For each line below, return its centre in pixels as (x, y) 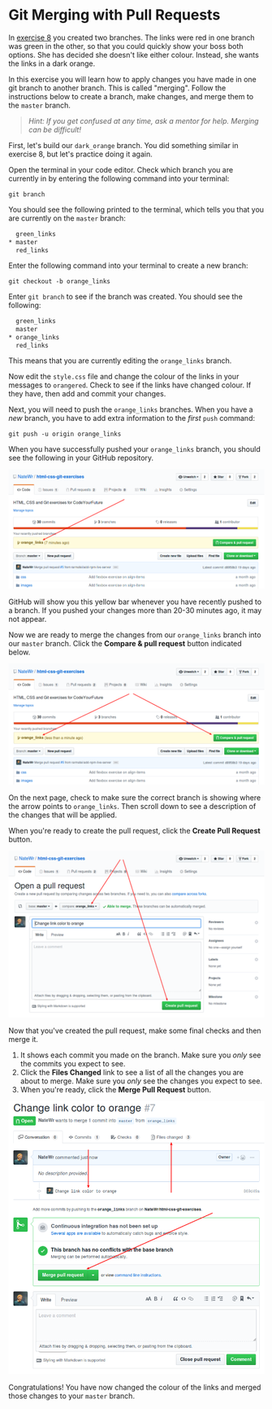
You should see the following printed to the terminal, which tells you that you (136, 209)
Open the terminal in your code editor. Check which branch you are (121, 169)
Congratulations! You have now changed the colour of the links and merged (135, 1387)
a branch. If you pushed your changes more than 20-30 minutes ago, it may (135, 610)
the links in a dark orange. (52, 63)
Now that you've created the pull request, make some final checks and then (135, 1030)
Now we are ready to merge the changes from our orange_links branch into (135, 635)
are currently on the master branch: (67, 218)
